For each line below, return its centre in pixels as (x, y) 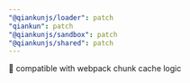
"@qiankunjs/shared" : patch (61, 43)
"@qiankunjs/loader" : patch (61, 18)
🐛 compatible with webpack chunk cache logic (95, 69)
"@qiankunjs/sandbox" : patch (63, 34)
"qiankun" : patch (41, 26)
